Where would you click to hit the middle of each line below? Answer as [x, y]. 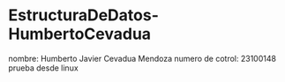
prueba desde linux [43, 68]
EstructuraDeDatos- [84, 15]
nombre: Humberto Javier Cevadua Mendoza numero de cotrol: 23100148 [142, 58]
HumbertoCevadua [80, 34]
